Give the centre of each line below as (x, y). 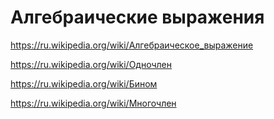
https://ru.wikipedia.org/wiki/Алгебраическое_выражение (132, 45)
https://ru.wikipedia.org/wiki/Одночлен (91, 64)
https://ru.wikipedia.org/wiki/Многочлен (93, 103)
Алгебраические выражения (137, 17)
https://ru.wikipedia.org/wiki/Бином (84, 83)
